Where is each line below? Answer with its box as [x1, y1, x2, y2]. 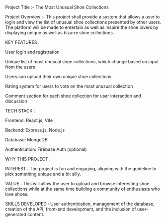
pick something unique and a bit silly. [5, 171, 81, 177]
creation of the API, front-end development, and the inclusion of [5, 206, 136, 212]
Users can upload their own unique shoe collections [5, 74, 112, 79]
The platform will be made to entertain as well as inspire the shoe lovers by [5, 24, 159, 30]
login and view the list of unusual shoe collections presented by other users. [5, 19, 162, 25]
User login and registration [5, 49, 60, 55]
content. [27, 212, 45, 217]
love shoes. [5, 191, 29, 197]
